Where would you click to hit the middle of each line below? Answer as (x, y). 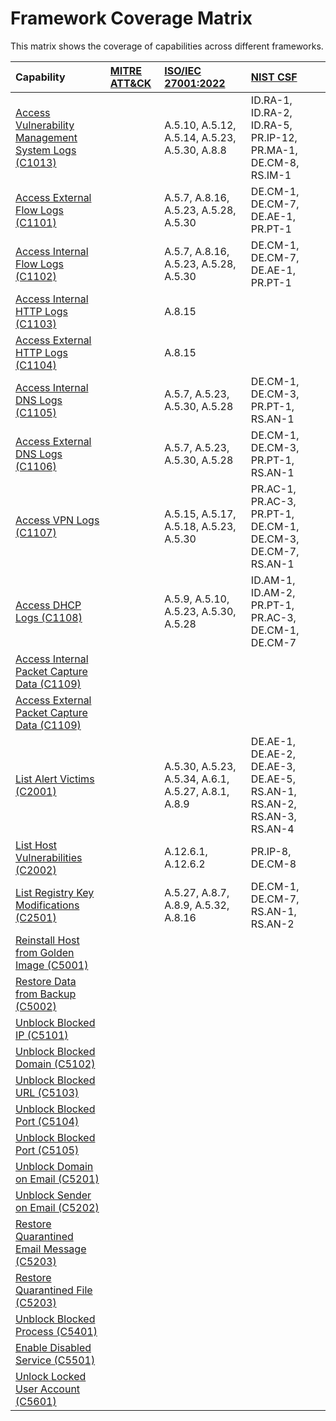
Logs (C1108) (49, 617)
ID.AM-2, (273, 592)
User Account (48, 1389)
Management (46, 137)
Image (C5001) (52, 965)
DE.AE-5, (273, 779)
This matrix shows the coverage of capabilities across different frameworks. (167, 46)
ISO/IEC (183, 70)
